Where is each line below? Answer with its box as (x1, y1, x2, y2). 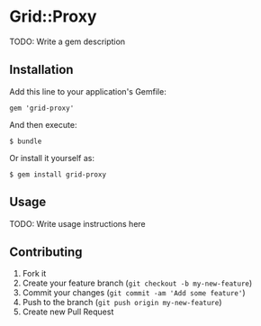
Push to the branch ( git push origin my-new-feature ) (22, 297, 222, 308)
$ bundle (9, 137, 42, 146)
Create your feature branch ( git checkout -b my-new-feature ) (22, 277, 253, 289)
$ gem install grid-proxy (9, 169, 106, 179)
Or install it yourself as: (9, 152, 94, 163)
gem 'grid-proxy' (9, 104, 75, 113)
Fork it (22, 268, 47, 279)
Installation (9, 62, 74, 77)
